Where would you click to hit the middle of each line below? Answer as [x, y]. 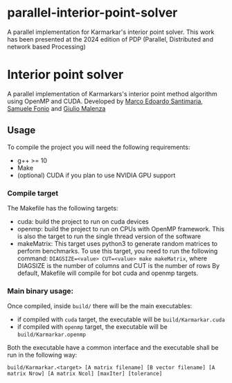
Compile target [33, 193]
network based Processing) [47, 46]
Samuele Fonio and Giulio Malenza [56, 108]
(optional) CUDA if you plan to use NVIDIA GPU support [96, 175]
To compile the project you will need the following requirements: [99, 147]
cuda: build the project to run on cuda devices [83, 221]
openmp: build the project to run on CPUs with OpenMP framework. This [121, 229]
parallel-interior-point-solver [92, 13]
